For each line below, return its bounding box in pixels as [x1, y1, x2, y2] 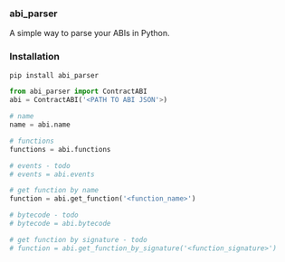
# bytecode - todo [9, 211, 79, 220]
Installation [9, 51, 61, 63]
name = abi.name [9, 120, 71, 129]
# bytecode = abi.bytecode [9, 220, 111, 229]
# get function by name [9, 186, 100, 195]
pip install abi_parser [9, 70, 100, 80]
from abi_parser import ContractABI [9, 87, 147, 97]
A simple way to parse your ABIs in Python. [9, 28, 170, 39]
